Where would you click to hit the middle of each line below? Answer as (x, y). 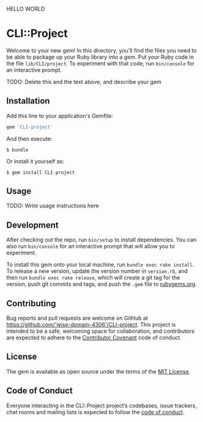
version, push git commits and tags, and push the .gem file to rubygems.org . (102, 284)
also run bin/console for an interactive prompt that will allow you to (91, 246)
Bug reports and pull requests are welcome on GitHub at (77, 318)
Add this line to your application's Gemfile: (60, 116)
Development (33, 225)
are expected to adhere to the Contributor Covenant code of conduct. (94, 338)
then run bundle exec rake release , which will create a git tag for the (93, 278)
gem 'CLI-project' (30, 127)
